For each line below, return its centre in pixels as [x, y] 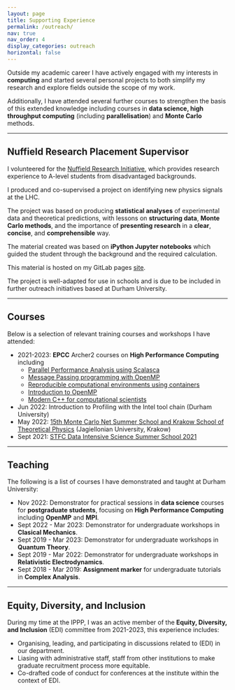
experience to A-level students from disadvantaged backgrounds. [102, 176]
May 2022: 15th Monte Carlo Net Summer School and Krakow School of [121, 422]
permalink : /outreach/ [40, 27]
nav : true [22, 33]
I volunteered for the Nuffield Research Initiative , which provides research [113, 168]
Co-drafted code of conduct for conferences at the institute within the [118, 673]
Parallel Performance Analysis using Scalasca [94, 369]
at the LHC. [23, 197]
